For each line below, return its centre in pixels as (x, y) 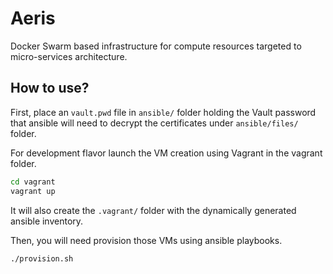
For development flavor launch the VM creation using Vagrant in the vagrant (166, 153)
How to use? (50, 88)
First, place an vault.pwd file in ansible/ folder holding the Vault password (163, 112)
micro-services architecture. (69, 56)
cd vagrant (33, 182)
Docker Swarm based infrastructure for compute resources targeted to (156, 46)
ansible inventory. (47, 221)
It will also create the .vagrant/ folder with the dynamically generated (153, 210)
